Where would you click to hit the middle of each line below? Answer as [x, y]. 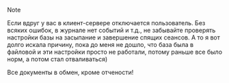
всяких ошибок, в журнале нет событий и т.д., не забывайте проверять [111, 30]
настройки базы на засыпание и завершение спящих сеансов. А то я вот [113, 37]
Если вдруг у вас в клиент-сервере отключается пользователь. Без [106, 23]
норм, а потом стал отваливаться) [57, 59]
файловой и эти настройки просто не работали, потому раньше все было [115, 52]
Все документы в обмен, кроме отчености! [70, 72]
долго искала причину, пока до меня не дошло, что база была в [100, 45]
